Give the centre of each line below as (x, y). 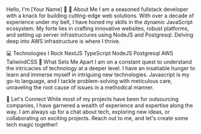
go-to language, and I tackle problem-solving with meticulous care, (89, 81)
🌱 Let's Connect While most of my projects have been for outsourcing (92, 99)
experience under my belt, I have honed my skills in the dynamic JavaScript (100, 22)
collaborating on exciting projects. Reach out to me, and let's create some (97, 118)
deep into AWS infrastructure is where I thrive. (63, 41)
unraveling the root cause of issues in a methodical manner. (80, 87)
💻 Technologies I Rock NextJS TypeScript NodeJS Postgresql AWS (90, 53)
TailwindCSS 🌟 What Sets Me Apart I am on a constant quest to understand (99, 62)
